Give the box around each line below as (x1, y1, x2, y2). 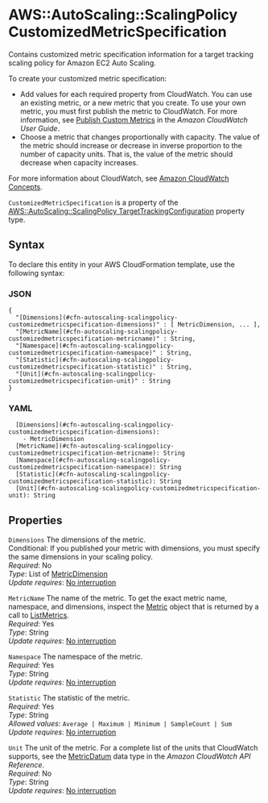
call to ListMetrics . (8, 610, 70, 620)
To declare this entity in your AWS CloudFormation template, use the (8, 260, 235, 269)
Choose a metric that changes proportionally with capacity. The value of (19, 131, 260, 142)
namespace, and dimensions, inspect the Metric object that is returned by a (8, 602, 259, 612)
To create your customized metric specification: (8, 73, 167, 83)
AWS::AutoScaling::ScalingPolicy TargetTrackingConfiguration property (8, 206, 245, 215)
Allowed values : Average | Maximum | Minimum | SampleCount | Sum (8, 719, 233, 729)
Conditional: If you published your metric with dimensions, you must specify (8, 543, 260, 553)
